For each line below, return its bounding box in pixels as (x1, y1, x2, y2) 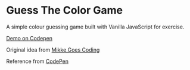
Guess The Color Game (6, 4, 123, 17)
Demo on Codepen (6, 34, 52, 42)
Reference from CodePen (6, 58, 68, 65)
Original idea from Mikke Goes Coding (6, 46, 100, 53)
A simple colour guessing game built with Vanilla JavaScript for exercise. (6, 23, 185, 30)
